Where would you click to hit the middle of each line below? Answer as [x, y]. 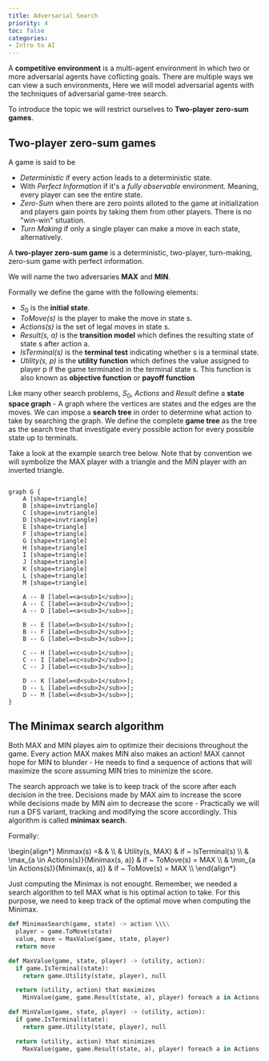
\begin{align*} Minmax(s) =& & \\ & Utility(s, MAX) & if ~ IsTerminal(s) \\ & [129, 851]
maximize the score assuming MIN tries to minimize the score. [111, 771]
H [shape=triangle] [55, 548]
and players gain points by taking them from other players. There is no [136, 211]
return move [36, 946]
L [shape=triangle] [55, 576]
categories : [28, 38]
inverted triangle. [36, 470]
